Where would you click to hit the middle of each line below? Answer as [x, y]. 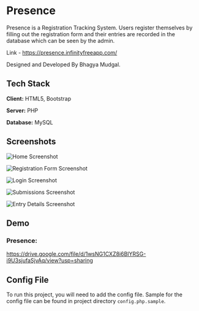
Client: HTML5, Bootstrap [39, 98]
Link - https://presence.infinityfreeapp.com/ [62, 52]
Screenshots [31, 142]
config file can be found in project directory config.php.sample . [86, 301]
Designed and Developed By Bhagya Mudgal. [63, 64]
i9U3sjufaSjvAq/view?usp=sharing [50, 261]
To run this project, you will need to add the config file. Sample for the [94, 294]
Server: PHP [22, 110]
